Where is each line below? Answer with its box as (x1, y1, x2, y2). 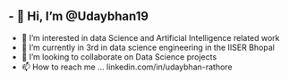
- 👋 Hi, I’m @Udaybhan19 (8, 9, 149, 24)
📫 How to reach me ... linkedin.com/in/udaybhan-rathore (21, 61, 234, 72)
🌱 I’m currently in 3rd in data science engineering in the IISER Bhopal (21, 42, 275, 53)
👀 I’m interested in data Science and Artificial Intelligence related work (21, 32, 280, 43)
